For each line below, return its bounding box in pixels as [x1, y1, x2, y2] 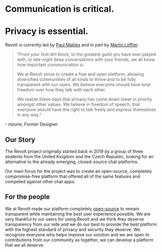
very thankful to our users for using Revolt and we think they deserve [5, 216, 144, 222]
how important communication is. [17, 62, 84, 68]
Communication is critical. [5, 3, 114, 15]
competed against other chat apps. [5, 178, 76, 184]
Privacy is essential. [5, 26, 89, 37]
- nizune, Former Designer [5, 121, 59, 127]
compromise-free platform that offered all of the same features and [5, 173, 141, 179]
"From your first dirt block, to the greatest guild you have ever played [17, 51, 156, 57]
